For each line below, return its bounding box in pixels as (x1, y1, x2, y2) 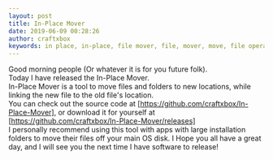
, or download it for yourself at (54, 107, 156, 118)
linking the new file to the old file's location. (8, 90, 154, 100)
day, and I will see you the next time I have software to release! (8, 142, 219, 152)
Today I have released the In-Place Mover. (8, 73, 150, 83)
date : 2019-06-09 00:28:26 (8, 27, 100, 35)
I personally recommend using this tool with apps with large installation (8, 125, 246, 135)
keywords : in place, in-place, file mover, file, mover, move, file (8, 42, 245, 50)
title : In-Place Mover (8, 19, 85, 28)
